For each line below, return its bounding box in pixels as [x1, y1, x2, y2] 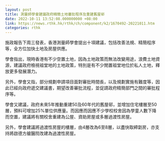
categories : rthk [5, 26, 41, 30]
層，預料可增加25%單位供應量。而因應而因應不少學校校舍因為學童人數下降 [5, 108, 157, 113]
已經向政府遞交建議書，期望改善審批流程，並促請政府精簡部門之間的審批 [9, 85, 156, 91]
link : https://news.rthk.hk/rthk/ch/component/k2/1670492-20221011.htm [5, 21, 155, 26]
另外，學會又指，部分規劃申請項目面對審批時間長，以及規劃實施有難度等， [5, 79, 156, 85]
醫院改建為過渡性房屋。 [30, 131, 79, 137]
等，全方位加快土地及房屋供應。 [5, 46, 70, 52]
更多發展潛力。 [9, 68, 40, 74]
